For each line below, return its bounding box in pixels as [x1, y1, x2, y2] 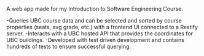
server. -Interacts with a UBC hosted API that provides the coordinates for [6, 30, 194, 37]
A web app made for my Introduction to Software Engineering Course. [6, 5, 183, 12]
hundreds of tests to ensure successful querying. [6, 43, 131, 50]
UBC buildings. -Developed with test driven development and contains [6, 37, 184, 43]
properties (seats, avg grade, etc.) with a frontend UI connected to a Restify [6, 24, 198, 30]
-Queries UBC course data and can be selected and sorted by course [6, 17, 182, 24]
